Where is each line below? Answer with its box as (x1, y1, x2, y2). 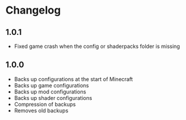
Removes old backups (14, 107, 69, 114)
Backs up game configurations (14, 82, 89, 89)
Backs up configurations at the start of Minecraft (14, 75, 133, 83)
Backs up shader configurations (14, 94, 92, 101)
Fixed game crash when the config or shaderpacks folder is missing (14, 43, 180, 50)
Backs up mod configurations (14, 88, 86, 95)
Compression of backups (14, 100, 76, 108)
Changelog (5, 4, 61, 17)
